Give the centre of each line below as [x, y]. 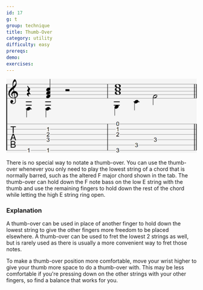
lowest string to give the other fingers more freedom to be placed [88, 230]
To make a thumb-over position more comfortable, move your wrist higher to [101, 261]
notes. [14, 249]
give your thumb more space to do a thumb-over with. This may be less [95, 267]
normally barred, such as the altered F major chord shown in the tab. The [97, 175]
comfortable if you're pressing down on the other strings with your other [96, 274]
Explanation [24, 210]
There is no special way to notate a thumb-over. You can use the [87, 162]
